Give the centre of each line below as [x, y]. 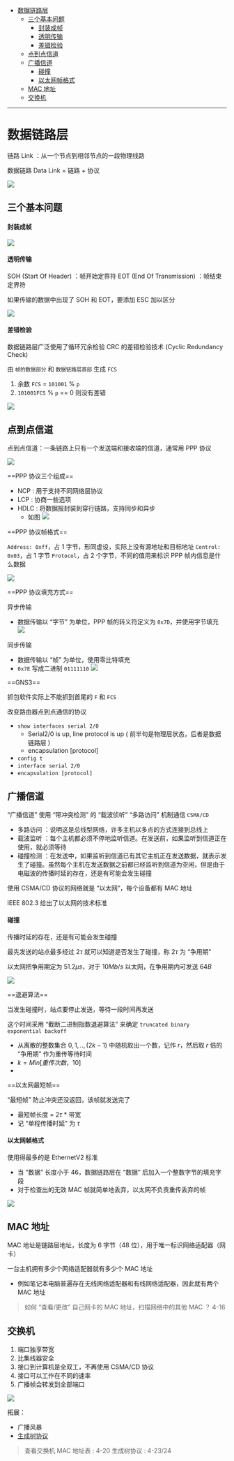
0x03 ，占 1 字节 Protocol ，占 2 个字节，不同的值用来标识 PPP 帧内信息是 [111, 555]
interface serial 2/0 [48, 766]
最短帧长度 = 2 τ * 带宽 [49, 1114]
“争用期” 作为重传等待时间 [55, 1054]
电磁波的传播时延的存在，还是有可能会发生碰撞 [84, 873]
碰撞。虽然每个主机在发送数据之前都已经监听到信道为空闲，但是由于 [127, 864]
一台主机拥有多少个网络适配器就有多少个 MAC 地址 [80, 1268]
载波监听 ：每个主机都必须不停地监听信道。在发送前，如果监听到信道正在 [122, 838]
